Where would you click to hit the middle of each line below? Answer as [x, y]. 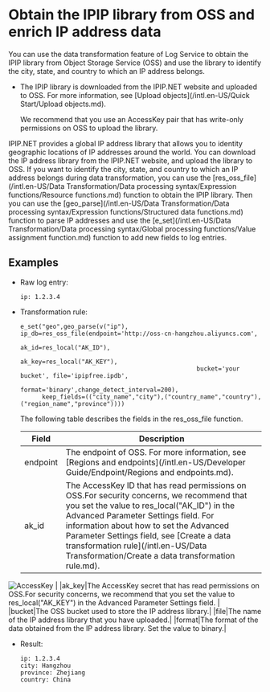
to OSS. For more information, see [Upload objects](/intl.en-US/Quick [135, 95]
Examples [33, 263]
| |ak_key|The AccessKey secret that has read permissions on [157, 585]
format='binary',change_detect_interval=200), [99, 390]
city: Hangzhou [45, 665]
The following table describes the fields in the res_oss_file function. [131, 419]
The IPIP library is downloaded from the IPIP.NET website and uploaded [139, 87]
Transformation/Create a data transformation [150, 555]
